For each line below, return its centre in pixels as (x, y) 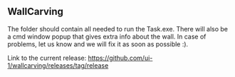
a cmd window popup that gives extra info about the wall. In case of (107, 36)
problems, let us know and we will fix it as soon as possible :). (98, 44)
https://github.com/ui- (120, 58)
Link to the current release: (47, 58)
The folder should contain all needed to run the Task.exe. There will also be (118, 29)
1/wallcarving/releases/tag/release (58, 65)
